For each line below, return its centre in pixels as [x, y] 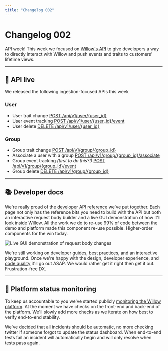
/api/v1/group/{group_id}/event [44, 166]
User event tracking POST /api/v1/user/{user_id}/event [68, 121]
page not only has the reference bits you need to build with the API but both [83, 212]
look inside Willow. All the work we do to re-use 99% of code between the [81, 223]
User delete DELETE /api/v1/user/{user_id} [56, 126]
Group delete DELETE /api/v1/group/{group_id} [60, 171]
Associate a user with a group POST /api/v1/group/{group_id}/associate [86, 155]
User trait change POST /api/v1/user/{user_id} [60, 115]
